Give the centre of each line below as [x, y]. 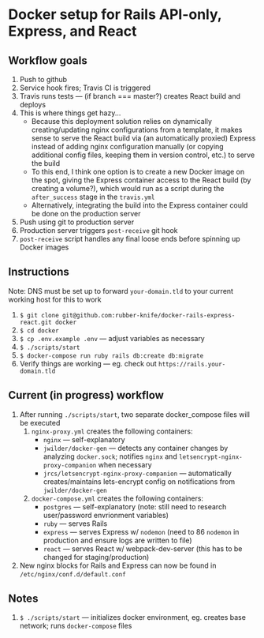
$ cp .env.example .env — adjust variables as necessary [112, 338]
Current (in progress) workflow [86, 395]
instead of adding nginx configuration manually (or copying [127, 146]
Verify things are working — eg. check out [88, 363]
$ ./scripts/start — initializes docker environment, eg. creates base [133, 617]
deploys [32, 105]
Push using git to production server [77, 222]
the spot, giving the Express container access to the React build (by [141, 180]
